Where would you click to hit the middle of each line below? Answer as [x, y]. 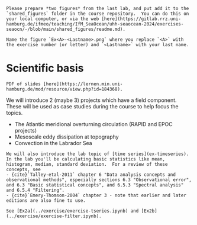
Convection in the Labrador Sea [54, 143]
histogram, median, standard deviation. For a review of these [87, 164]
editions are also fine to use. [46, 200]
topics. [14, 112]
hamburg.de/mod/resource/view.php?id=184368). [64, 89]
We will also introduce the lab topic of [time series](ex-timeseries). [98, 154]
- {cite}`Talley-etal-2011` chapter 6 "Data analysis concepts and [91, 175]
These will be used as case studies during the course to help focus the [92, 106]
